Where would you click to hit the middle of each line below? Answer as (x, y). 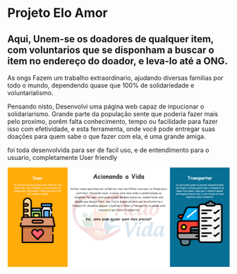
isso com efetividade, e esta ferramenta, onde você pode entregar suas (111, 129)
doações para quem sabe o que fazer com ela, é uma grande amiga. (107, 136)
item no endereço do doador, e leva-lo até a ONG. (117, 61)
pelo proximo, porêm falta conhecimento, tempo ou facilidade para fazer (113, 122)
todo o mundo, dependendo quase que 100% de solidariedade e (101, 85)
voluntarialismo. (30, 93)
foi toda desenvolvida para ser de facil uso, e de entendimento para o (108, 150)
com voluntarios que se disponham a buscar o (111, 50)
